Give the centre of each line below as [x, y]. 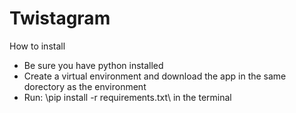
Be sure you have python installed [93, 65]
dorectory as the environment [85, 86]
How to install [37, 46]
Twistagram [60, 18]
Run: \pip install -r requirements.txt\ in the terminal [127, 97]
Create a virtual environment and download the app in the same [155, 76]
